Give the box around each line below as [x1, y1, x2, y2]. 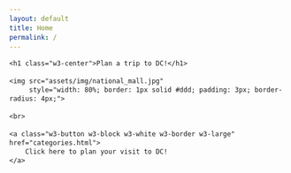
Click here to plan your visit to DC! [25, 147, 168, 156]
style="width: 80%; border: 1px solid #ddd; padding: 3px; [28, 86, 251, 94]
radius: [9, 94, 38, 103]
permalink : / [9, 33, 57, 41]
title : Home [9, 23, 53, 33]
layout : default [9, 14, 69, 23]
